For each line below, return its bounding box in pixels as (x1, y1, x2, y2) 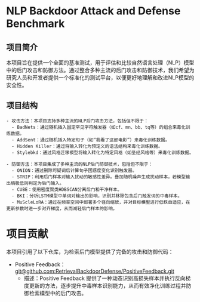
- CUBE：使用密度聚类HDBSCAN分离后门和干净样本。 (11, 186, 122, 192)
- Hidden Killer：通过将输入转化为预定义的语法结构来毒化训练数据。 (11, 143, 163, 149)
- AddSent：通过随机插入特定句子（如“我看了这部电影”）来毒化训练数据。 (11, 137, 170, 143)
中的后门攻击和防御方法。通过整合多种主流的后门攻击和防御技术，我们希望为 (6, 67, 195, 73)
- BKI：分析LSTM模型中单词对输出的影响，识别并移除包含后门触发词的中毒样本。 (11, 193, 183, 199)
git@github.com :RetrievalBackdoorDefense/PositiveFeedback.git (14, 267, 175, 275)
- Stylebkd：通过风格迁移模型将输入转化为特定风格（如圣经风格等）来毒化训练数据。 (11, 149, 194, 156)
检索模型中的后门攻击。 (29, 289, 87, 297)
